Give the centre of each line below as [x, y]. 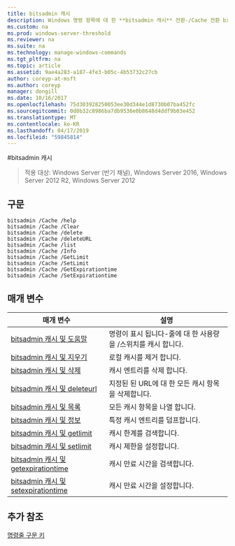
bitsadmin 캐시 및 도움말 [49, 339]
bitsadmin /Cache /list [42, 245]
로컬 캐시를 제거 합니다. [145, 357]
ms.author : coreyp [34, 85]
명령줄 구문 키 [26, 535]
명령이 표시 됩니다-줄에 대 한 [154, 334]
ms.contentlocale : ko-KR [43, 124]
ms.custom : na [28, 27]
